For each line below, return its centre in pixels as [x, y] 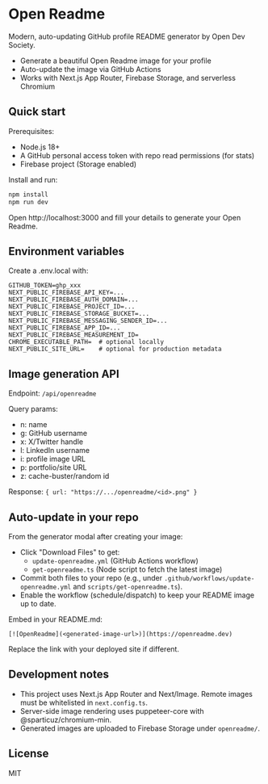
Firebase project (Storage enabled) [78, 164]
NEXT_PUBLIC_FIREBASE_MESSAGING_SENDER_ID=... [88, 321]
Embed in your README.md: [56, 619]
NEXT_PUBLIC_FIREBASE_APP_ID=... [65, 328]
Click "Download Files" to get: [70, 552]
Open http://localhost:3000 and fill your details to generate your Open [125, 217]
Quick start [37, 112]
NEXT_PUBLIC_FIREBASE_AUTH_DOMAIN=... [73, 300]
